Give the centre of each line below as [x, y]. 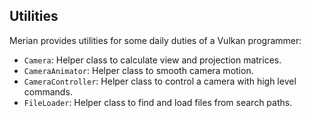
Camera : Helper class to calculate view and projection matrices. [152, 60]
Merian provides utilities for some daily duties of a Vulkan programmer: [155, 40]
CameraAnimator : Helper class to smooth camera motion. [138, 70]
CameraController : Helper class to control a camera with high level [160, 81]
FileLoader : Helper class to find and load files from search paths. [158, 102]
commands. [48, 91]
